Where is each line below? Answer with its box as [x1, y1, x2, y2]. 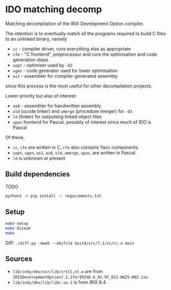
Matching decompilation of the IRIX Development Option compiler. [5, 20, 144, 27]
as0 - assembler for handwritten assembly [12, 102, 101, 108]
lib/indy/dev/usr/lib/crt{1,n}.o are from [12, 268, 103, 274]
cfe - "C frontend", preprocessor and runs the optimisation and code [12, 51, 157, 57]
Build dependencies [5, 170, 70, 179]
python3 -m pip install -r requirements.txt [5, 193, 102, 198]
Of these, [5, 134, 25, 140]
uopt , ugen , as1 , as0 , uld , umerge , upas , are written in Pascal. [12, 149, 137, 155]
